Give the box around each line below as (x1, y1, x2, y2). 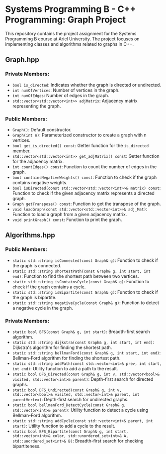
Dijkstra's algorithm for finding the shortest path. (12, 344, 112, 350)
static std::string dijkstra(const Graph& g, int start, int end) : (12, 339, 154, 345)
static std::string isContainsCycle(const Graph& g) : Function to (12, 278, 150, 284)
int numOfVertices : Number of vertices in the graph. (12, 87, 120, 93)
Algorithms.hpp (5, 231, 56, 239)
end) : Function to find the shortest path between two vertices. (12, 273, 139, 279)
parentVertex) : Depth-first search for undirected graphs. (12, 396, 129, 402)
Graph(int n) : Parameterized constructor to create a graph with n (12, 132, 147, 138)
